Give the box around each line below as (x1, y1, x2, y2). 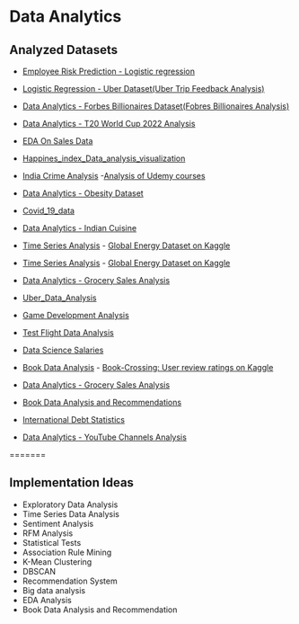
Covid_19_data (22, 205, 75, 216)
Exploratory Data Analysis (22, 499, 119, 510)
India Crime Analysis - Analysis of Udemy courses (22, 171, 206, 181)
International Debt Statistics (22, 415, 126, 424)
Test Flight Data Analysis (22, 327, 114, 338)
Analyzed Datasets (9, 42, 119, 58)
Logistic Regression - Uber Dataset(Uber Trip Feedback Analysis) (22, 84, 265, 94)
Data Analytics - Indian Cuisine (22, 223, 137, 233)
